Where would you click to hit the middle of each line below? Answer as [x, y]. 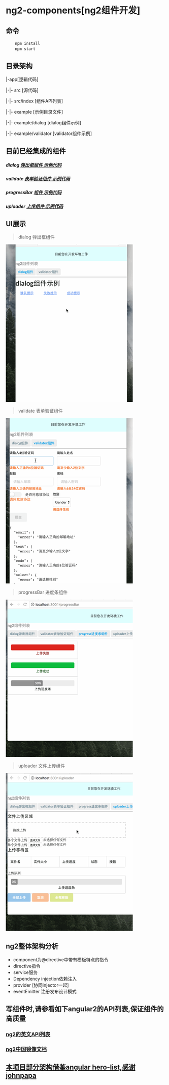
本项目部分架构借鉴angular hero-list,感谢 [71, 1067]
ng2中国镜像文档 [26, 1049]
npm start [25, 49]
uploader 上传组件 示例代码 [35, 206]
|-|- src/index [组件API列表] [34, 101]
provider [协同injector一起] [41, 985]
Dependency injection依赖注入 [45, 979]
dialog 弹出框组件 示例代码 [34, 165]
